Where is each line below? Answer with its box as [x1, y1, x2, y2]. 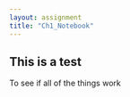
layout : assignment [9, 12, 82, 22]
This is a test [9, 54, 82, 69]
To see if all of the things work [9, 77, 121, 89]
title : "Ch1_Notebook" [9, 21, 94, 30]
